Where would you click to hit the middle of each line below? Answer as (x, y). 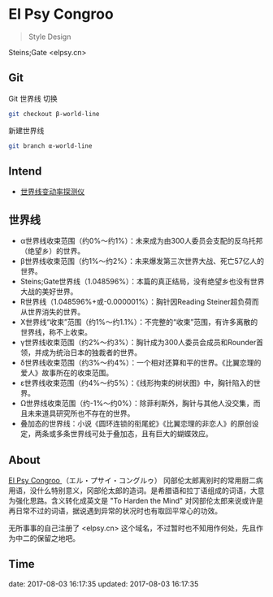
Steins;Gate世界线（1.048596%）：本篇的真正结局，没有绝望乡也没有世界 (142, 282)
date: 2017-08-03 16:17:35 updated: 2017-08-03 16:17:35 (104, 584)
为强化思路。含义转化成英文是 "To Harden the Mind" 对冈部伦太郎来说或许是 (136, 500)
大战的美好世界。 (49, 292)
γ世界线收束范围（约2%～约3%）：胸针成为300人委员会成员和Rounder (138, 343)
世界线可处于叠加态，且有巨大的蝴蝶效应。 (141, 434)
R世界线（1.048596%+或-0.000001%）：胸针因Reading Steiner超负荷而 (139, 302)
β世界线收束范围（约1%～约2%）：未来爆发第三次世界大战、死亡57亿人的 (142, 262)
